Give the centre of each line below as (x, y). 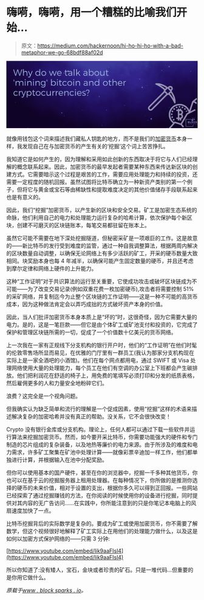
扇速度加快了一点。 (30, 510)
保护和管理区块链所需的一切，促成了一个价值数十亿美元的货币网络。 (91, 332)
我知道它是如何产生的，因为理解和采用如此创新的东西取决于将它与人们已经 (99, 159)
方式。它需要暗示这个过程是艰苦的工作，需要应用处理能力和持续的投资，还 (104, 174)
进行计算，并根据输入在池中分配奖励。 (59, 460)
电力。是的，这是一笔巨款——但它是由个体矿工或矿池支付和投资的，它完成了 (102, 324)
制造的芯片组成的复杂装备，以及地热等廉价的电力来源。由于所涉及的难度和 (99, 445)
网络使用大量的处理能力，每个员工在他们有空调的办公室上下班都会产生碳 (102, 367)
